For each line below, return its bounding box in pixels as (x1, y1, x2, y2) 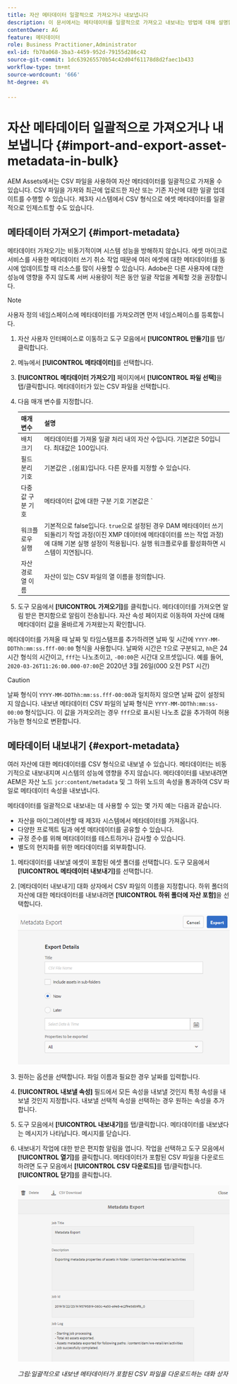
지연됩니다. (62, 548, 94, 556)
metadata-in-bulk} (7, 153, 119, 169)
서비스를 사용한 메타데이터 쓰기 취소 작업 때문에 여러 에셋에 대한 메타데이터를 (7, 255, 219, 264)
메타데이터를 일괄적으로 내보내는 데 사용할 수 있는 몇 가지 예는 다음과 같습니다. (7, 802, 222, 810)
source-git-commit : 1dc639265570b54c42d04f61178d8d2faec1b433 (7, 57, 194, 64)
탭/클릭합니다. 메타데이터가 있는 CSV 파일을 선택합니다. (17, 382, 171, 391)
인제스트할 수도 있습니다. (25, 204, 95, 212)
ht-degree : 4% (7, 79, 49, 86)
